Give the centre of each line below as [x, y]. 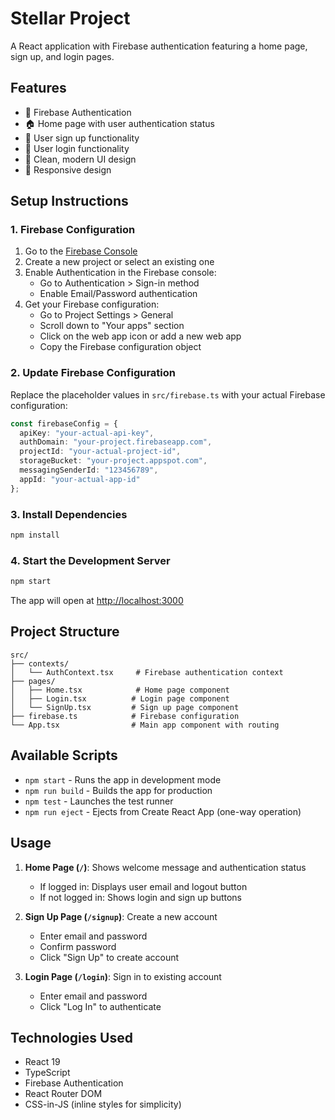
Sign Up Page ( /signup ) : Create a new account [121, 916]
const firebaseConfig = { [64, 423]
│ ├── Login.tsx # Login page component [120, 698]
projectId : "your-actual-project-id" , [100, 452]
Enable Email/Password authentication [118, 294]
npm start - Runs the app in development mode [123, 779]
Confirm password [78, 946]
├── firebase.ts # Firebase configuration [125, 716]
